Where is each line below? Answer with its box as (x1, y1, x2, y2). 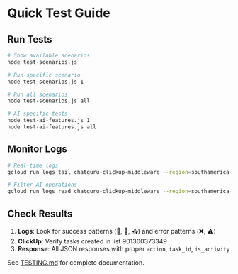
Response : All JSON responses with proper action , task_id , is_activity (17, 245, 230, 253)
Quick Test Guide (7, 5, 111, 21)
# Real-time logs (7, 162, 59, 169)
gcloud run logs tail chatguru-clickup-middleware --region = (7, 168, 192, 175)
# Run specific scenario (7, 71, 81, 79)
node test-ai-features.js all (7, 124, 97, 131)
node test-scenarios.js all (7, 97, 91, 104)
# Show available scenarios (7, 52, 91, 59)
